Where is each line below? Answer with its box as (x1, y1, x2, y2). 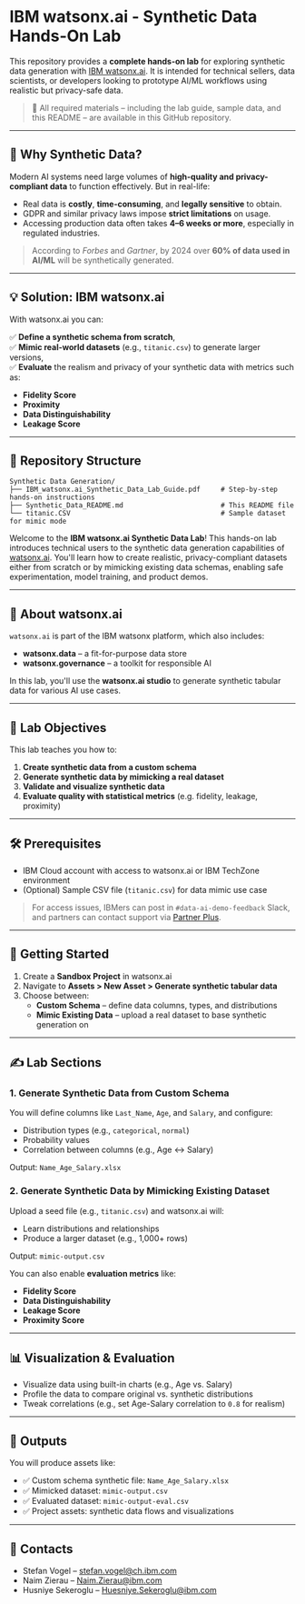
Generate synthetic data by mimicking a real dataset (22, 771, 224, 782)
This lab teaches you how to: (9, 744, 118, 755)
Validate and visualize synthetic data (22, 781, 165, 792)
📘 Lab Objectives (9, 720, 107, 736)
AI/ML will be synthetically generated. (31, 255, 174, 266)
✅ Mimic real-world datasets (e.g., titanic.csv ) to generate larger (9, 341, 261, 352)
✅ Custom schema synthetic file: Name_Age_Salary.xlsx (22, 1475, 230, 1486)
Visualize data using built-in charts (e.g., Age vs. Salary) (22, 1379, 233, 1390)
